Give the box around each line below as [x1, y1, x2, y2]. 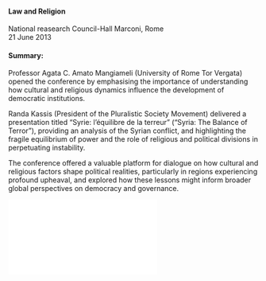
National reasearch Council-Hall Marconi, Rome [8, 24, 164, 33]
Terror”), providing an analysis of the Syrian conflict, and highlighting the [8, 126, 246, 135]
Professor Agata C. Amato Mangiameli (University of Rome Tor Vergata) [8, 68, 243, 78]
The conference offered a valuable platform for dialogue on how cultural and [8, 158, 259, 168]
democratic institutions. [8, 94, 86, 103]
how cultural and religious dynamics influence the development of [8, 85, 225, 95]
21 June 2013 [8, 33, 52, 42]
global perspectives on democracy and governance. [8, 184, 179, 193]
